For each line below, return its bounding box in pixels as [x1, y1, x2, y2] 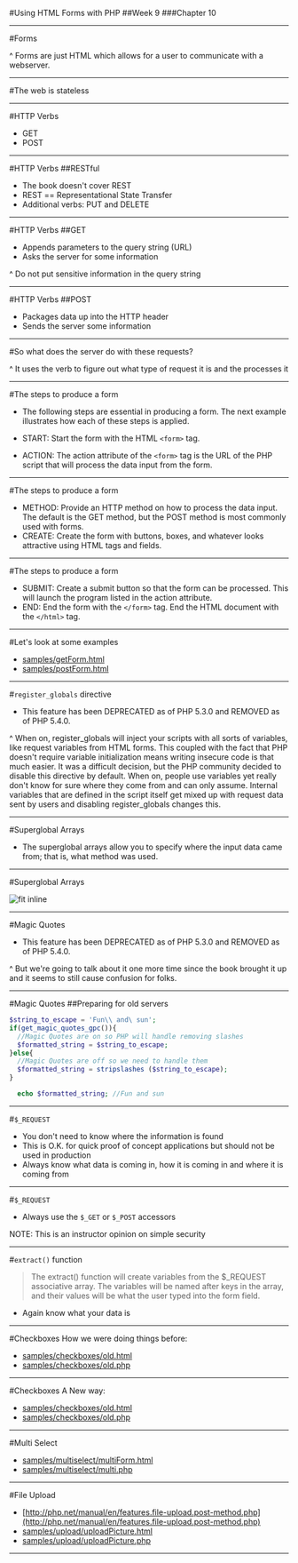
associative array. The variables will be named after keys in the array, [30, 1280, 284, 1291]
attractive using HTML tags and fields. [21, 540, 162, 550]
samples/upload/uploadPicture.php [21, 1535, 152, 1545]
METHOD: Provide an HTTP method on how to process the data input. [21, 502, 278, 513]
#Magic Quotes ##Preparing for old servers [9, 999, 169, 1009]
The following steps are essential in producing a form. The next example [21, 406, 286, 417]
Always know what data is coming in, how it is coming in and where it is [21, 1159, 284, 1169]
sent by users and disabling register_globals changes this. [9, 799, 222, 809]
